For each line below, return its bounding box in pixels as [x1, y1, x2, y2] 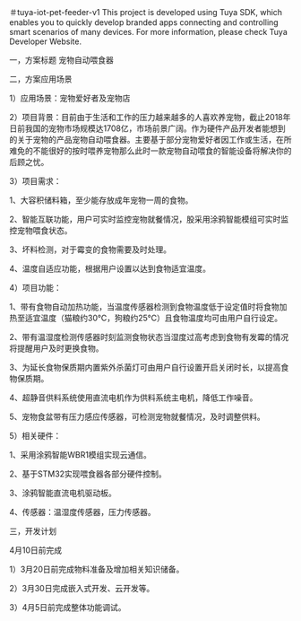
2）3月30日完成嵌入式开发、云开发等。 [9, 583, 155, 593]
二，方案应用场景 [9, 74, 73, 84]
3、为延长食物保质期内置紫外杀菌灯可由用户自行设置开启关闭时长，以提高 [9, 362, 281, 372]
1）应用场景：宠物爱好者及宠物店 [9, 92, 131, 103]
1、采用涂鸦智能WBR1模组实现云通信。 [9, 450, 152, 459]
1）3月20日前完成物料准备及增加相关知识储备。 [9, 564, 185, 574]
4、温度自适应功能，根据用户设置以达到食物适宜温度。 [9, 263, 211, 274]
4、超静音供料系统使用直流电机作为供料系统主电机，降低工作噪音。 [9, 392, 258, 403]
